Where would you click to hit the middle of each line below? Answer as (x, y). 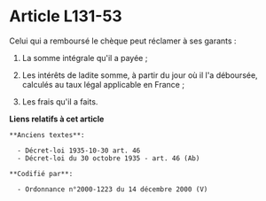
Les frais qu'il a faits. (60, 101)
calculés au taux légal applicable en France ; (103, 84)
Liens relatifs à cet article (57, 119)
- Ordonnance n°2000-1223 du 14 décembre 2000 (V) (113, 189)
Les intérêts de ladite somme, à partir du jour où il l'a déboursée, (140, 75)
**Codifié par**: (41, 174)
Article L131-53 (66, 16)
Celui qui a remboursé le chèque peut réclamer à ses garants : (123, 41)
